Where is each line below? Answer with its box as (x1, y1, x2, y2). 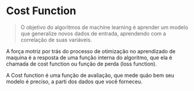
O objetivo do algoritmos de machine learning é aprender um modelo (20, 24, 189, 31)
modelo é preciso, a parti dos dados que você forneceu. (6, 78, 143, 85)
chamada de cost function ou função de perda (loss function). (6, 60, 157, 67)
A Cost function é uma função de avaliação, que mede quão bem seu (6, 71, 175, 79)
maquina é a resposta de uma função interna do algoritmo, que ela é (6, 54, 173, 61)
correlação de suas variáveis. (20, 36, 93, 43)
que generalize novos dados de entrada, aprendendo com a (20, 30, 166, 37)
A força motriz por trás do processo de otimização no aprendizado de (6, 47, 176, 54)
